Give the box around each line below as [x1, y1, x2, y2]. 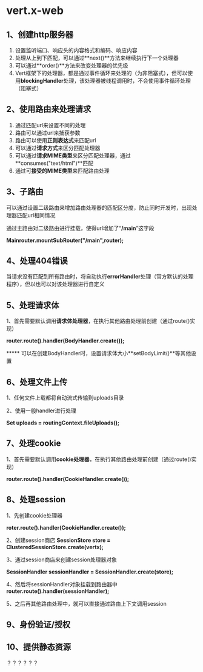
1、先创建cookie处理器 [6, 511, 62, 519]
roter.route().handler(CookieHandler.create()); [6, 524, 126, 531]
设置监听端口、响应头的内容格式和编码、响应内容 [15, 47, 138, 54]
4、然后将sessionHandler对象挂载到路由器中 [6, 580, 118, 587]
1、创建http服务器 [6, 29, 74, 40]
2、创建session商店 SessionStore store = [6, 536, 111, 544]
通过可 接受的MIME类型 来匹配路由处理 [15, 167, 110, 174]
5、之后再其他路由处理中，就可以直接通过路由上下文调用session [6, 600, 167, 607]
